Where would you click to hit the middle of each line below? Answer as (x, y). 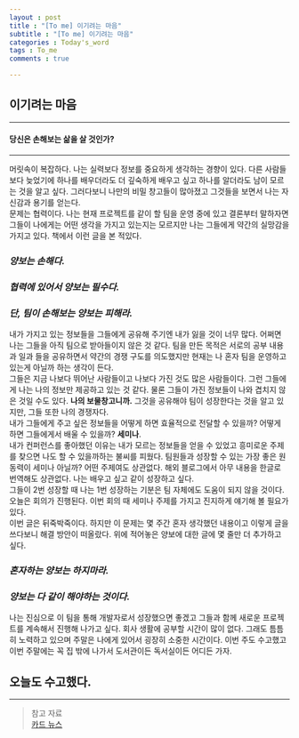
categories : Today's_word (59, 42)
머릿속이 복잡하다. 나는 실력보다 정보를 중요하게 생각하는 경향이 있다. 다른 (136, 169)
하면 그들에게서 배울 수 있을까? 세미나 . (75, 434)
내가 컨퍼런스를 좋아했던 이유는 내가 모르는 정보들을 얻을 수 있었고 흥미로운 (139, 445)
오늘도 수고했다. (50, 682)
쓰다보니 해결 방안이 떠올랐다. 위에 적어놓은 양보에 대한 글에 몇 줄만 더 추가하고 (145, 534)
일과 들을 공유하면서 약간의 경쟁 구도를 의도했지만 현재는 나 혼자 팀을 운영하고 (153, 357)
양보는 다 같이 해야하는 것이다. (70, 597)
